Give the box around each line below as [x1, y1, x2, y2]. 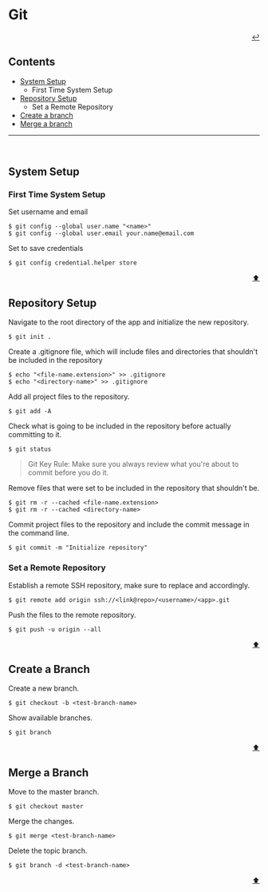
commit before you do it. [27, 468, 109, 477]
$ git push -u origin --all [8, 625, 102, 633]
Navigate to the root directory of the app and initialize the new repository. [8, 317, 250, 327]
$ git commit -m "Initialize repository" [8, 544, 148, 552]
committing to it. [8, 430, 62, 440]
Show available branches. [8, 713, 93, 723]
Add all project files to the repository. [8, 392, 130, 401]
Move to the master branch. [8, 787, 100, 797]
